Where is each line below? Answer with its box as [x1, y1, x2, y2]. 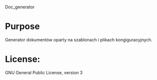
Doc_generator [5, 4, 35, 10]
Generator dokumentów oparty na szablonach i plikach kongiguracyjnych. [5, 37, 153, 42]
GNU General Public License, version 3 [5, 69, 83, 75]
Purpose [5, 21, 40, 32]
